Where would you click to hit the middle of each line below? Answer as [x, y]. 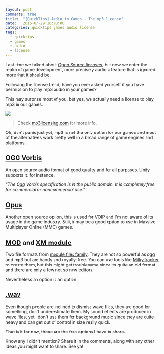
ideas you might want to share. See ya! [45, 346]
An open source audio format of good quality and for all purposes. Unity [78, 170]
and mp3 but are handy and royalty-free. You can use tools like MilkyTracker [82, 259]
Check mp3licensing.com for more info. [57, 123]
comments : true [21, 14]
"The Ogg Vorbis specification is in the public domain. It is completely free [80, 184]
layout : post [19, 10]
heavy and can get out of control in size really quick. [58, 322]
